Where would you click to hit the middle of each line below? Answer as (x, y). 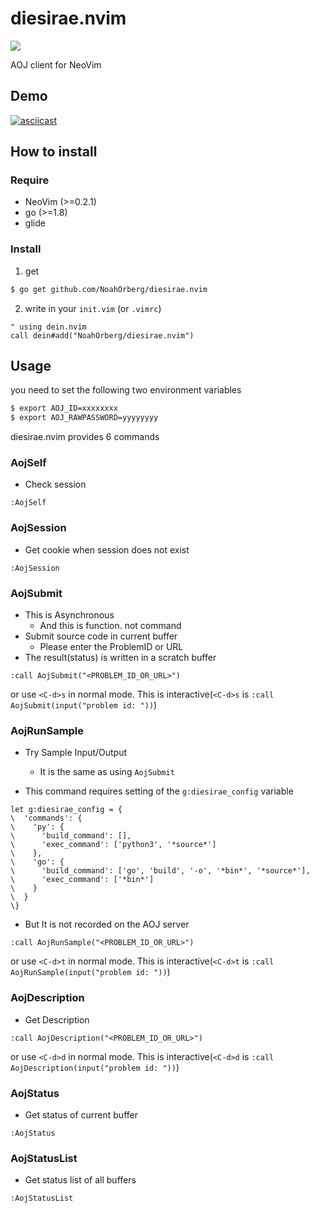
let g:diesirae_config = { (66, 810)
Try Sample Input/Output (76, 753)
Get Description (57, 1019)
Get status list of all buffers (80, 1180)
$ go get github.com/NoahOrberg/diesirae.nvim (109, 289)
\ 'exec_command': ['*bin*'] (82, 880)
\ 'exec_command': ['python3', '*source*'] (113, 845)
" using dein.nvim (48, 327)
